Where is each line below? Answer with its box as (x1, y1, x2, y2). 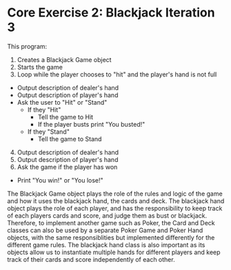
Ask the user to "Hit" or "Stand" (17, 98, 108, 106)
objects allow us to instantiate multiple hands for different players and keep (7, 248, 221, 256)
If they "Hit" (27, 105, 61, 114)
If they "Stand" (27, 127, 70, 136)
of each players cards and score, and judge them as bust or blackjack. (7, 211, 208, 220)
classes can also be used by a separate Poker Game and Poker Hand (7, 226, 203, 234)
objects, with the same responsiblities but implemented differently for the (7, 233, 215, 242)
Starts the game (17, 63, 63, 71)
